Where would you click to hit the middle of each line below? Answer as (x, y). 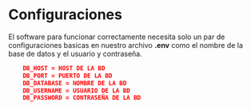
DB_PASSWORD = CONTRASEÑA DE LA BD (82, 98)
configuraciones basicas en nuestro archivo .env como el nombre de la (126, 45)
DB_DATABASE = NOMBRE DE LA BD (75, 83)
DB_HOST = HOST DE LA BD (64, 68)
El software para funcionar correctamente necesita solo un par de (117, 37)
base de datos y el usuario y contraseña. (75, 53)
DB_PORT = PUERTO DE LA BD (68, 76)
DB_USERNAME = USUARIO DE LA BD (76, 90)
